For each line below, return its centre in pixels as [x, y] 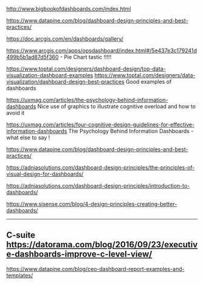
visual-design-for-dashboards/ [45, 174]
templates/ [20, 275]
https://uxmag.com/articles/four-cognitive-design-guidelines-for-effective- [100, 125]
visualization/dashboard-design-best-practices [65, 82]
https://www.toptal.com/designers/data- [145, 75]
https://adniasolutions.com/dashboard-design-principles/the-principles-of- [101, 167]
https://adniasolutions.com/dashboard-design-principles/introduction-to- [98, 186]
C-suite [21, 235]
